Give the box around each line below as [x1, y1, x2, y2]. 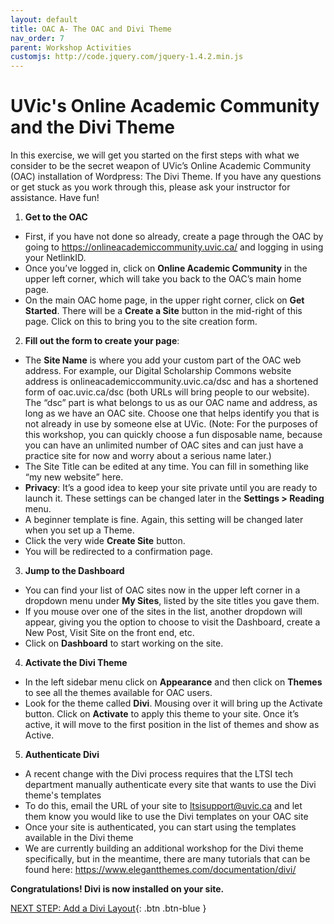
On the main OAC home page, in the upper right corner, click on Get [24, 294, 305, 306]
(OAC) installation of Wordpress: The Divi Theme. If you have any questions [10, 171, 322, 183]
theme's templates [24, 789, 102, 801]
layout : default [10, 14, 78, 25]
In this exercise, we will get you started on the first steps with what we [10, 149, 300, 161]
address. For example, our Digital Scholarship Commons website [24, 365, 292, 377]
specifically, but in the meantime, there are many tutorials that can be [24, 853, 311, 865]
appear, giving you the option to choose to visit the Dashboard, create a [24, 616, 321, 628]
